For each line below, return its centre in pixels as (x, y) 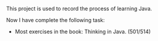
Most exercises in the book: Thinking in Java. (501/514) (83, 31)
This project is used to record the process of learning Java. (79, 9)
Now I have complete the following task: (56, 20)
